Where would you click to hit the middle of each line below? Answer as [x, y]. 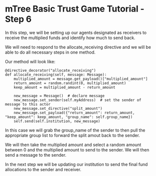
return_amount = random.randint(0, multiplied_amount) [70, 83]
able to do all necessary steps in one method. [50, 52]
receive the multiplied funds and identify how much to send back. [70, 38]
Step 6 [18, 19]
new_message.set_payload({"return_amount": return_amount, [74, 113]
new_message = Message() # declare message [59, 96]
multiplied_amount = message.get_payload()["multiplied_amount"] [81, 79]
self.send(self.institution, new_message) [57, 121]
